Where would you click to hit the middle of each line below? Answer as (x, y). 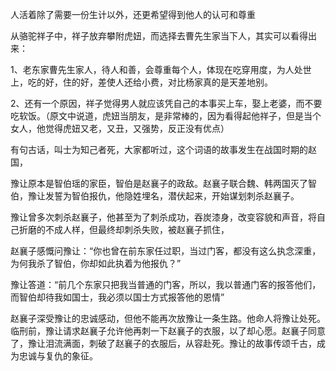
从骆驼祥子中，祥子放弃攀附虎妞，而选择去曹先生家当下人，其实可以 (150, 36)
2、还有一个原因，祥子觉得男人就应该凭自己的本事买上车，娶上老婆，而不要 (166, 103)
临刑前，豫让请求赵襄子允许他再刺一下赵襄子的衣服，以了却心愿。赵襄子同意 (168, 331)
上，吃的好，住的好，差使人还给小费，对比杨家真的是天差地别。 (141, 82)
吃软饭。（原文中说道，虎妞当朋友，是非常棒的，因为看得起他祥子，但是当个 (166, 116)
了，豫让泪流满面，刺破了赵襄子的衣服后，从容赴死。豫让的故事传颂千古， (163, 343)
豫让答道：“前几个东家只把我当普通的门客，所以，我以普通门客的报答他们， (166, 284)
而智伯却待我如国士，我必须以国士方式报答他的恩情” (117, 297)
